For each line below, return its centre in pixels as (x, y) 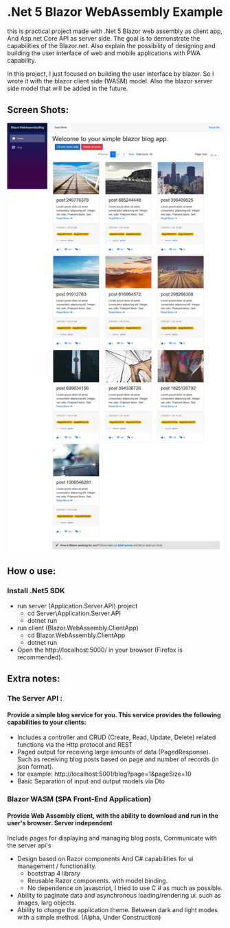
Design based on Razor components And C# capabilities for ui (105, 859)
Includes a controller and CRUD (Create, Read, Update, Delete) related (116, 737)
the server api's (29, 845)
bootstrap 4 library (54, 874)
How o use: (32, 571)
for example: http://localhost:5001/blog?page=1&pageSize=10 (104, 774)
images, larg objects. (47, 903)
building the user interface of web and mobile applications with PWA (104, 53)
